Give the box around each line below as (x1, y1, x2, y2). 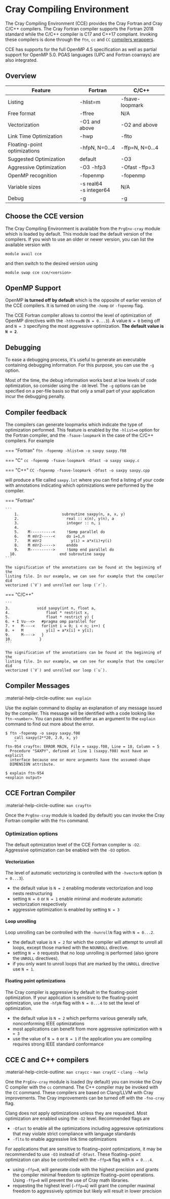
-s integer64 (79, 186, 110, 194)
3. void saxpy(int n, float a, (5, 606, 96, 611)
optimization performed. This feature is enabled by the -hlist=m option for (5, 427, 160, 433)
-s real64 (79, 180, 103, 187)
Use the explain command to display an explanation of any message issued (5, 705, 162, 711)
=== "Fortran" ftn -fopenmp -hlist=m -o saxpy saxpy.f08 (5, 447, 126, 453)
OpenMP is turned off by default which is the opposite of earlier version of (5, 297, 162, 303)
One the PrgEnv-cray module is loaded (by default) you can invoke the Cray (5, 1079, 162, 1085)
